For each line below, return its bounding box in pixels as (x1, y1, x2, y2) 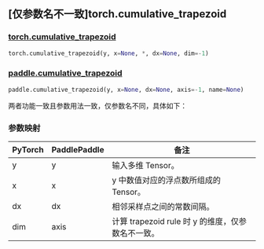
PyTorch (12, 145, 45, 156)
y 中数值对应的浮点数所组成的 (112, 175, 222, 186)
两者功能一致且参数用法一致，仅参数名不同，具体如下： (8, 101, 187, 110)
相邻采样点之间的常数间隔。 (112, 201, 214, 212)
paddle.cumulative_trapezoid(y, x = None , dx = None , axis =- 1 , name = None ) (8, 86, 244, 93)
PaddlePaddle (51, 145, 104, 156)
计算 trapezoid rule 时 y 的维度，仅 (112, 216, 240, 227)
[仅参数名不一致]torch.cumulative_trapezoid (8, 7, 227, 21)
